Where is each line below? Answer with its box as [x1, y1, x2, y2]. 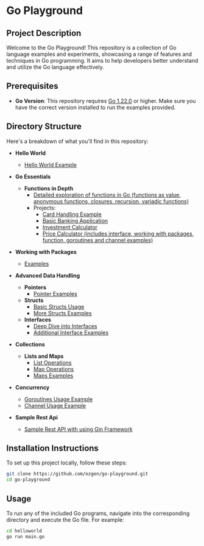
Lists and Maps [24, 352, 64, 360]
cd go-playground [6, 477, 51, 483]
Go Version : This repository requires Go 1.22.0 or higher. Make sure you [15, 97, 196, 104]
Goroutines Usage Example [24, 395, 93, 402]
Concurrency [15, 383, 50, 391]
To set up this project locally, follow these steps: [6, 459, 127, 466]
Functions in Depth [24, 184, 74, 192]
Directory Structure [6, 121, 82, 131]
